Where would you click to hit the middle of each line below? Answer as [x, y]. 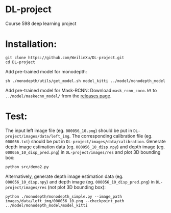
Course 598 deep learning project [41, 23]
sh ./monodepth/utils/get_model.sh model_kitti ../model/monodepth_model [86, 81]
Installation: [31, 44]
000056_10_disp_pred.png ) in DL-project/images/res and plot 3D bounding [83, 152]
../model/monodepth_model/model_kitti [46, 205]
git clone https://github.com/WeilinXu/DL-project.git [65, 58]
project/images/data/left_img [38, 136]
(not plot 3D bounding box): [77, 187]
